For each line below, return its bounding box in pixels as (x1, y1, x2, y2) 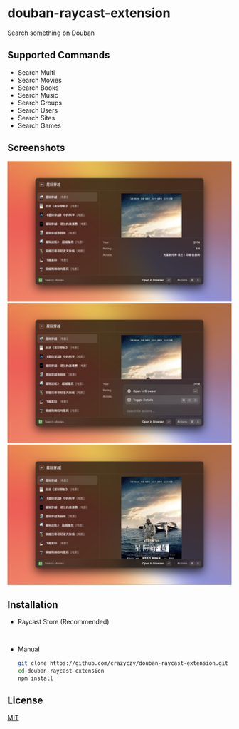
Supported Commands (7, 49, 110, 61)
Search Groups (17, 98, 63, 107)
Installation (7, 599, 58, 611)
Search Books (17, 83, 59, 92)
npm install (17, 675, 53, 682)
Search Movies (17, 76, 62, 84)
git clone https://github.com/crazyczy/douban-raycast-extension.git (17, 660, 229, 667)
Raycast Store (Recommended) (17, 618, 110, 626)
